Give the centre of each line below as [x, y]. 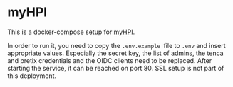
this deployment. [32, 76]
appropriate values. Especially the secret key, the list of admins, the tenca [115, 53]
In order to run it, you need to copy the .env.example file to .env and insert [116, 45]
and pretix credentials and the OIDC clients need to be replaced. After [110, 60]
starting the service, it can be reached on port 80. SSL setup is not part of [116, 68]
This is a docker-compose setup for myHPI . [71, 32]
